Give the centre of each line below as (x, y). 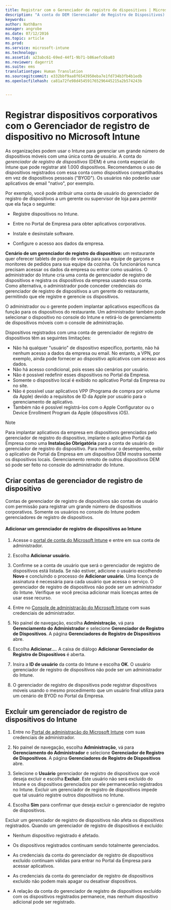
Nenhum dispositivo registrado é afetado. (56, 835)
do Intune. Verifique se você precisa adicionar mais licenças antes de (85, 592)
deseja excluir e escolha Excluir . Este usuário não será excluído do (83, 779)
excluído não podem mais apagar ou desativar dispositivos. (75, 881)
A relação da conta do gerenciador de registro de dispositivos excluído (87, 891)
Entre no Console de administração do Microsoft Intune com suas (81, 607)
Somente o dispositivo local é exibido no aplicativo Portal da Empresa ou (89, 380)
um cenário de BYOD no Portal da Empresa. (58, 696)
